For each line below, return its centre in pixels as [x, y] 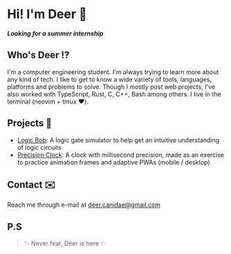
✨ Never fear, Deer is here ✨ [65, 244]
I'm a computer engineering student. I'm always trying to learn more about [113, 71]
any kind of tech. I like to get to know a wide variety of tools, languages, [110, 79]
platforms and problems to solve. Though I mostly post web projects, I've [111, 87]
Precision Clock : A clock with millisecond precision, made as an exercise [121, 155]
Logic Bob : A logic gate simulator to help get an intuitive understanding [118, 140]
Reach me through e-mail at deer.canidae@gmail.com [84, 205]
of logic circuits [39, 147]
